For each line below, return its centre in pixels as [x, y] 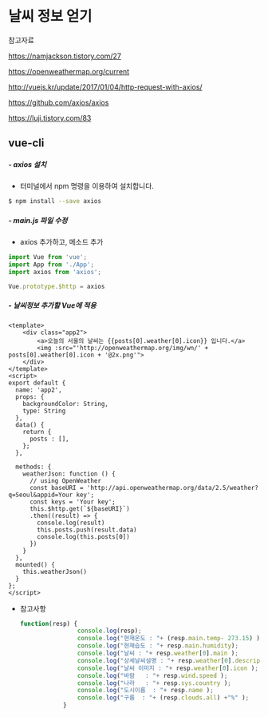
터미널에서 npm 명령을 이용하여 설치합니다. [87, 186]
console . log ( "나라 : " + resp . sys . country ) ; [154, 683]
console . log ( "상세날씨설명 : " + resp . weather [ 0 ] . [156, 660]
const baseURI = [56, 488]
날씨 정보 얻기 [50, 16]
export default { [37, 383]
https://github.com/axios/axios [59, 102]
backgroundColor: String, [66, 404]
